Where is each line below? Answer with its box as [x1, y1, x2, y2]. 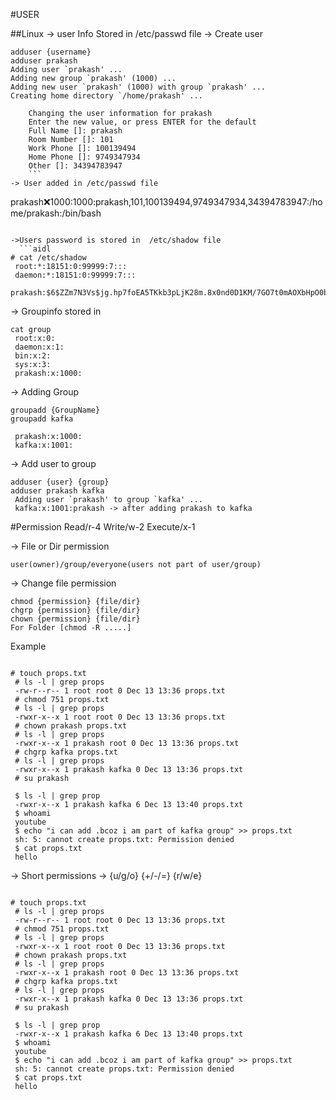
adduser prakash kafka [10, 486, 105, 496]
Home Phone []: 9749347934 [28, 152, 141, 162]
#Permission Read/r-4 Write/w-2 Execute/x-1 [10, 521, 196, 533]
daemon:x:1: [14, 342, 65, 352]
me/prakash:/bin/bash [10, 207, 102, 219]
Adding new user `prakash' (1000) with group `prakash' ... [10, 82, 267, 92]
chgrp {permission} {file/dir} [10, 605, 141, 615]
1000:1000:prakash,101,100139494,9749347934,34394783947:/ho [49, 196, 323, 208]
